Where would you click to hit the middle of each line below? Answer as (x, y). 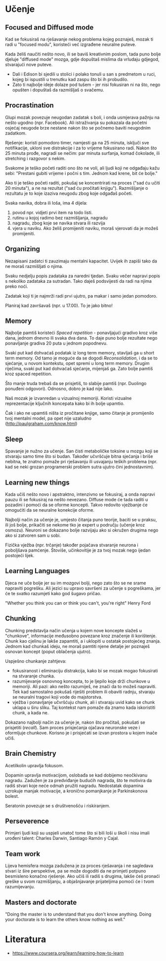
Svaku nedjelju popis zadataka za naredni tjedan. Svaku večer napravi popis (83, 276)
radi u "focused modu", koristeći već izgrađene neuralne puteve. (71, 44)
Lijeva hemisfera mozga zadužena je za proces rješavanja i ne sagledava (79, 866)
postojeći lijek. (20, 556)
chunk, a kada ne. (30, 712)
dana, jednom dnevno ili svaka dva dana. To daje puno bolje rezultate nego (81, 338)
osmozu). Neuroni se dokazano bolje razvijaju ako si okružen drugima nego (82, 530)
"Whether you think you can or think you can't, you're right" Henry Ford (78, 603)
